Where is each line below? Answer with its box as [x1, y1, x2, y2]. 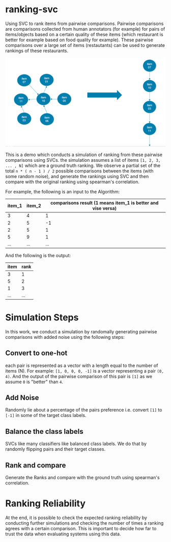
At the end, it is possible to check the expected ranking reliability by [5, 514, 148, 521]
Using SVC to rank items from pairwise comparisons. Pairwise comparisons [5, 20, 164, 27]
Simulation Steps [5, 311, 79, 323]
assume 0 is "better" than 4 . [5, 379, 64, 385]
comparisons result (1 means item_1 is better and [50, 200, 159, 206]
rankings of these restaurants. [5, 47, 69, 54]
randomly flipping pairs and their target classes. [5, 446, 106, 452]
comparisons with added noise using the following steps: [5, 334, 125, 340]
